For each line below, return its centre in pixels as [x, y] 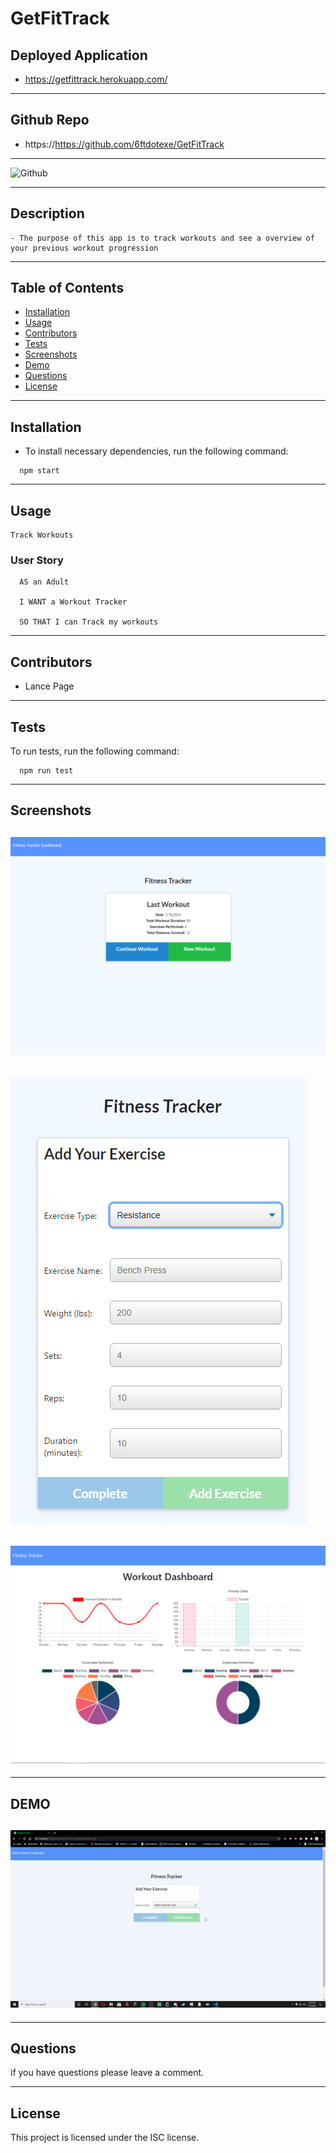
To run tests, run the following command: [95, 751]
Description [47, 213]
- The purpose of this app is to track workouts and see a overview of [162, 238]
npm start [39, 471]
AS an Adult [44, 582]
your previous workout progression [84, 248]
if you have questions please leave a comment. [107, 2073]
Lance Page [49, 686]
